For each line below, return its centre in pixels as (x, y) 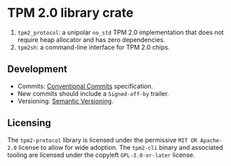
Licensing (29, 123)
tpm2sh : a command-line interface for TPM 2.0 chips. (93, 47)
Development (38, 69)
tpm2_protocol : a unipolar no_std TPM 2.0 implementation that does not (120, 32)
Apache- (211, 140)
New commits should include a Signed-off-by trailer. (93, 93)
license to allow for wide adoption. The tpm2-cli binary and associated (121, 147)
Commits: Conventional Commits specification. (85, 86)
